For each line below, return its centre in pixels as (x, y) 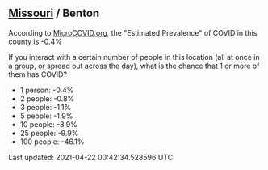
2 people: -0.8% (47, 98)
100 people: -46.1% (52, 142)
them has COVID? (38, 74)
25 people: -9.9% (49, 133)
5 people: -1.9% (46, 116)
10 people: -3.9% (49, 124)
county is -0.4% (36, 41)
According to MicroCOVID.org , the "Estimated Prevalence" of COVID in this (133, 32)
